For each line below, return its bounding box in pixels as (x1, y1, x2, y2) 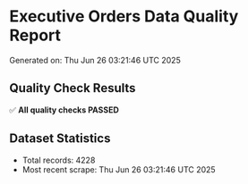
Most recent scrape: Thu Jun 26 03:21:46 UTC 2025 (21, 163, 217, 175)
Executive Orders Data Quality (9, 6, 239, 27)
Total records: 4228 (21, 155, 96, 165)
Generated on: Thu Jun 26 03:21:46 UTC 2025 (9, 54, 181, 65)
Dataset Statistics (9, 131, 111, 146)
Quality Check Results (9, 80, 136, 96)
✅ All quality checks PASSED (9, 105, 119, 115)
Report (9, 25, 61, 46)
